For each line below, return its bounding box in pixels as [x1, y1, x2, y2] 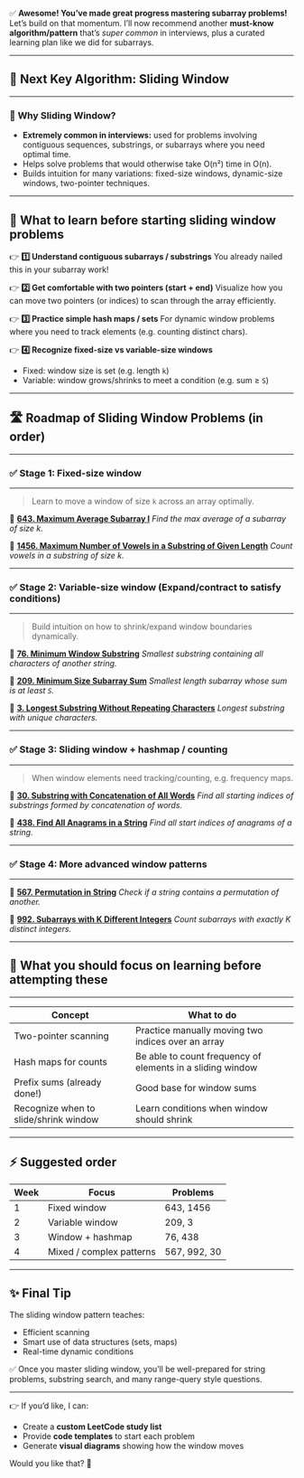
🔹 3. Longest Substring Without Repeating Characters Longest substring [9, 702, 285, 713]
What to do [188, 1008, 237, 1021]
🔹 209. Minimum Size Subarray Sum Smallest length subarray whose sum [9, 675, 288, 686]
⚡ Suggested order [9, 1154, 117, 1170]
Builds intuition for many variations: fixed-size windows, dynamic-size [22, 168, 283, 179]
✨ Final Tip [9, 1285, 72, 1301]
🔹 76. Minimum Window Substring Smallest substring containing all [9, 648, 263, 659]
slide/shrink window [14, 1113, 99, 1125]
